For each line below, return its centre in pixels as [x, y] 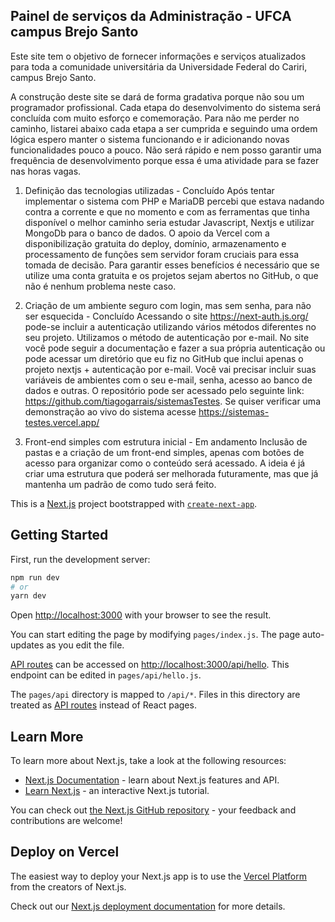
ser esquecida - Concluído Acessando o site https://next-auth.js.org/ [166, 316]
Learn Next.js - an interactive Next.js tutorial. [117, 791]
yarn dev [28, 596]
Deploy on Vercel [65, 852]
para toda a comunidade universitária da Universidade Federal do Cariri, [159, 66]
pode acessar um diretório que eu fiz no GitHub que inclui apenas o [164, 358]
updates [27, 645]
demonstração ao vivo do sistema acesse [110, 411]
